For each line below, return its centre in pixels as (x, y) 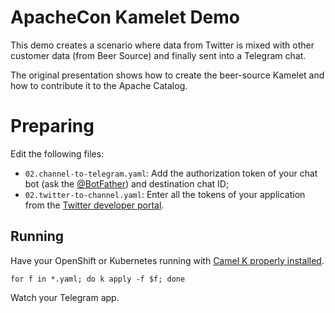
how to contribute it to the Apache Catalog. (99, 85)
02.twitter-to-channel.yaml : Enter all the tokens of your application (165, 194)
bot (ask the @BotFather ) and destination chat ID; (127, 183)
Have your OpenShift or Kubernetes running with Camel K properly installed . (167, 260)
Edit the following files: (57, 153)
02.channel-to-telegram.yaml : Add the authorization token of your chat (171, 173)
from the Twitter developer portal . (94, 205)
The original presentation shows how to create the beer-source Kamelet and (167, 75)
